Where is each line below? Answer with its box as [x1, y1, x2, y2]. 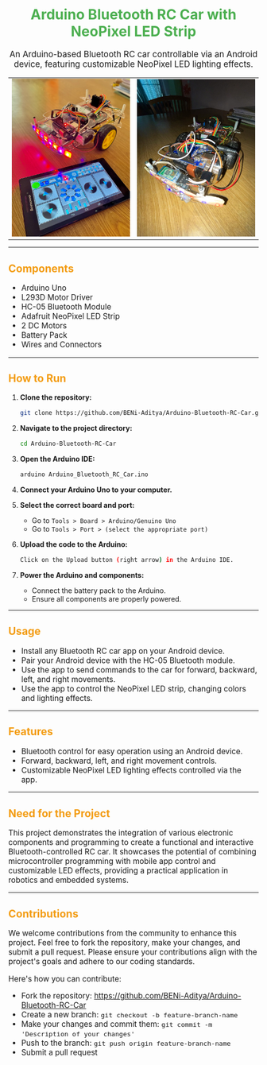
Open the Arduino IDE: [19, 455, 95, 464]
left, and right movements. [21, 674, 116, 684]
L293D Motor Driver [21, 292, 94, 303]
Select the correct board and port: [19, 500, 135, 509]
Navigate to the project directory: [19, 424, 133, 433]
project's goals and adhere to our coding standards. [8, 956, 195, 967]
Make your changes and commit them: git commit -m [21, 1019, 213, 1030]
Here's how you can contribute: [8, 974, 122, 984]
